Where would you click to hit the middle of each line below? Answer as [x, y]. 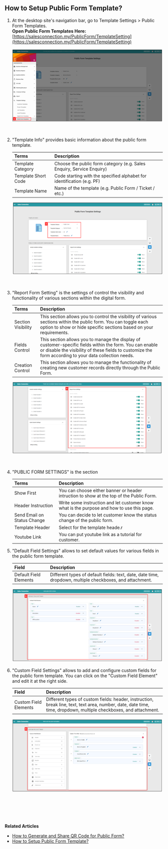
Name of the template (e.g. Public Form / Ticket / [105, 188]
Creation [23, 365]
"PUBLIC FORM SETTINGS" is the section [55, 472]
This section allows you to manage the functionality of [96, 362]
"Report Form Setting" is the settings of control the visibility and [78, 292]
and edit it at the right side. [40, 681]
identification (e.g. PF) [77, 181]
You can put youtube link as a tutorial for [101, 534]
